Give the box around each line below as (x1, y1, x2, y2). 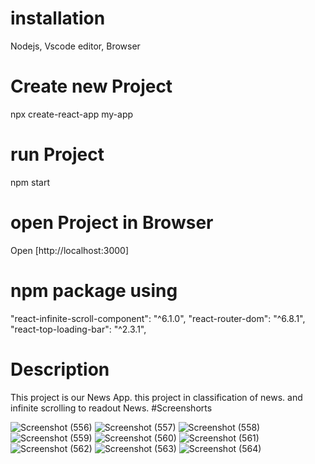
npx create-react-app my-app (10, 108, 134, 120)
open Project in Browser (10, 212, 214, 234)
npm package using (10, 279, 178, 302)
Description (10, 358, 110, 381)
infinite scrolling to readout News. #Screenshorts (10, 402, 213, 414)
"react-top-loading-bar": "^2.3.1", (10, 323, 147, 335)
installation (10, 7, 106, 30)
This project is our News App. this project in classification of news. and (10, 391, 303, 403)
